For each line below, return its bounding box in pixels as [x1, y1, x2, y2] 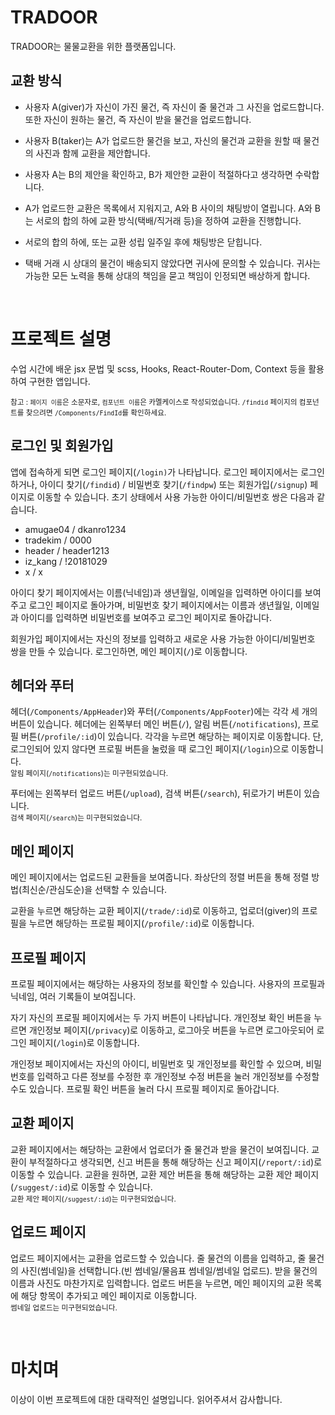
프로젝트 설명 [10, 327, 112, 350]
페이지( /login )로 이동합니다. [28, 1036, 140, 1048]
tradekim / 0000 [24, 534, 92, 546]
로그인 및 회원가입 [10, 437, 114, 455]
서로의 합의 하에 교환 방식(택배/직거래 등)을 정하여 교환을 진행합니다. [35, 214, 302, 226]
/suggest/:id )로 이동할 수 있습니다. [13, 1181, 153, 1193]
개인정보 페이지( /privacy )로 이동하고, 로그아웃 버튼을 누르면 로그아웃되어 [28, 1024, 315, 1036]
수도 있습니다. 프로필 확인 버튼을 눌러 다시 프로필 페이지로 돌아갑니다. [10, 1082, 280, 1095]
